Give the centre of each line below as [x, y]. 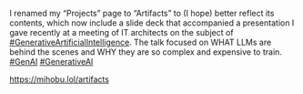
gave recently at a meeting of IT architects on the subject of [121, 32]
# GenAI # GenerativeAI [51, 62]
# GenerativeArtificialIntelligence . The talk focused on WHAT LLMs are [141, 42]
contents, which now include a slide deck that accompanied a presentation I [152, 23]
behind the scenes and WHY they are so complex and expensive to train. [146, 52]
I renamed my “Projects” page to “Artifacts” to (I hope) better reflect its [142, 13]
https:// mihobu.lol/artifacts [59, 79]
